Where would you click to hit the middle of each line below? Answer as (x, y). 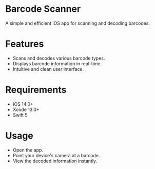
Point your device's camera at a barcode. (56, 155)
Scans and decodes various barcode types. (59, 58)
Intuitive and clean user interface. (48, 69)
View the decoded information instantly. (55, 161)
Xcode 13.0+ (26, 109)
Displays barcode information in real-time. (57, 63)
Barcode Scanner (43, 9)
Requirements (36, 90)
